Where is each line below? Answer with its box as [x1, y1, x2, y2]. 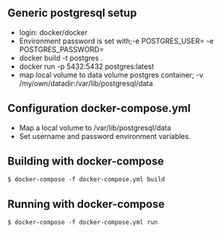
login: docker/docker [18, 27, 88, 37]
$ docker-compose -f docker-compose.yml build [7, 176, 165, 184]
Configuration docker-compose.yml [7, 101, 191, 115]
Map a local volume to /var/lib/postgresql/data [18, 123, 172, 133]
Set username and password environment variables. [18, 131, 191, 141]
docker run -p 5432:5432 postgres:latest [18, 61, 155, 71]
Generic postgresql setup [7, 6, 137, 20]
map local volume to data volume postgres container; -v [18, 69, 204, 79]
